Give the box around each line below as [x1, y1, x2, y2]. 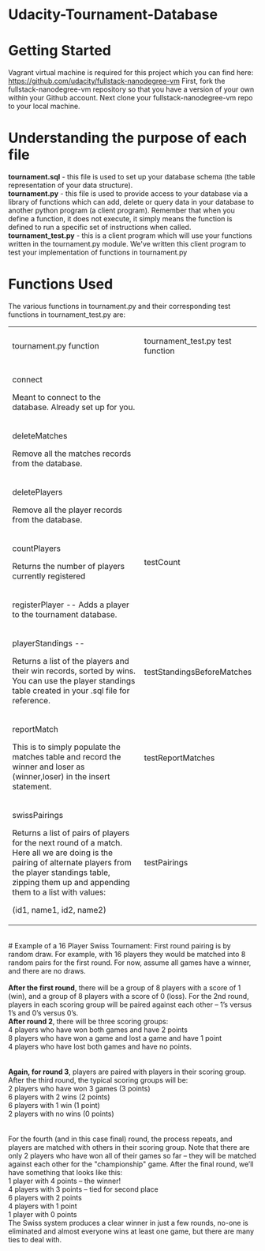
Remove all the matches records [12, 448, 132, 459]
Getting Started [8, 42, 112, 60]
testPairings [144, 857, 188, 868]
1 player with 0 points [8, 1210, 77, 1219]
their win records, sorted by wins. [12, 665, 136, 676]
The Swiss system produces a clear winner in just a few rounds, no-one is [8, 1219, 248, 1227]
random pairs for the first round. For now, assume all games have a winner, [8, 958, 252, 967]
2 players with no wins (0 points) [8, 1109, 114, 1118]
